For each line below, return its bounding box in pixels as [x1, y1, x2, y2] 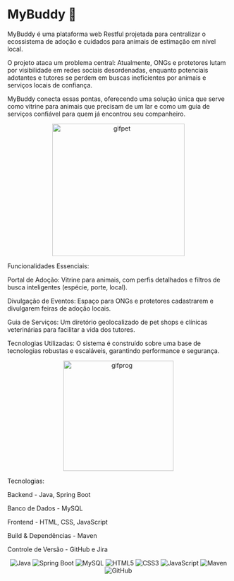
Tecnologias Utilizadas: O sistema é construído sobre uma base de [7, 339, 201, 347]
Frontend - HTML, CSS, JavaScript [7, 517, 108, 526]
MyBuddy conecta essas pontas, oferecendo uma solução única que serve [7, 95, 226, 103]
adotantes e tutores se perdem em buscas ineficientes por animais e [7, 73, 207, 82]
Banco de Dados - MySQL [7, 504, 83, 513]
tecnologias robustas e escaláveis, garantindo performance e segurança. [7, 346, 220, 355]
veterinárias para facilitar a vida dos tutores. [7, 325, 135, 334]
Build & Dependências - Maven [7, 531, 97, 539]
